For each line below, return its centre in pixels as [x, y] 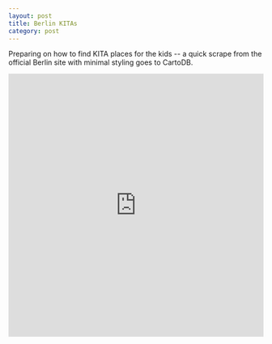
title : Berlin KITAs [43, 23]
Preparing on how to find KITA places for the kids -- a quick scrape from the [135, 54]
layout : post [30, 16]
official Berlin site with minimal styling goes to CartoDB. [101, 62]
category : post [34, 31]
